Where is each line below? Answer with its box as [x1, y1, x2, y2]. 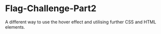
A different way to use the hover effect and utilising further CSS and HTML [5, 19, 157, 25]
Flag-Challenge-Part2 [5, 3, 97, 14]
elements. [5, 24, 26, 30]
